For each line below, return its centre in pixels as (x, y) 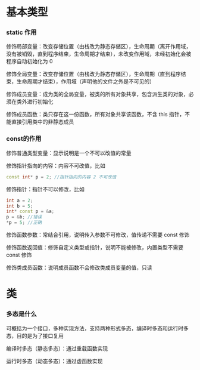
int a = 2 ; (20, 201)
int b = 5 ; (20, 206)
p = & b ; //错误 (24, 217)
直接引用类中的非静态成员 (43, 122)
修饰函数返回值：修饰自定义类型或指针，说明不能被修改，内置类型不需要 (95, 248)
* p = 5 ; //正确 (24, 223)
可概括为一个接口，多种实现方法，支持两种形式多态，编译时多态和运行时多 (97, 328)
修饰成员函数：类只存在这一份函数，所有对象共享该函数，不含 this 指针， (96, 115)
